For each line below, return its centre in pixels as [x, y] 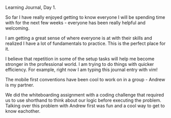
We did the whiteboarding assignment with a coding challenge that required [85, 95]
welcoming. [17, 28]
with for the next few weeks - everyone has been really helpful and [76, 23]
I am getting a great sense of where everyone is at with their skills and [79, 38]
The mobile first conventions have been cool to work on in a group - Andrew [85, 79]
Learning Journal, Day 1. [31, 7]
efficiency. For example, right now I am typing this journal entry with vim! [81, 69]
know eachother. [23, 111]
